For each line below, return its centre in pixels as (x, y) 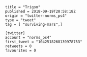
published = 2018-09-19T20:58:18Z (41, 11)
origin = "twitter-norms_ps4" (36, 16)
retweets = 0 (18, 46)
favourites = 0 (21, 51)
